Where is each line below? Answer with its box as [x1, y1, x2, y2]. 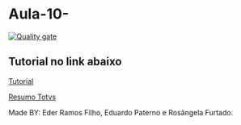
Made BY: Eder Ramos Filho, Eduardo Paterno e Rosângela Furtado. [8, 107, 234, 117]
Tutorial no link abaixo [8, 55, 122, 69]
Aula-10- [8, 5, 70, 23]
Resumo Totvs [8, 92, 57, 102]
